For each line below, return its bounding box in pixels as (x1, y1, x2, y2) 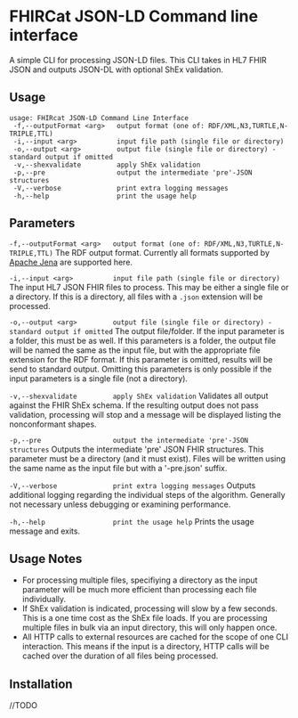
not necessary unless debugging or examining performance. (9, 499, 231, 510)
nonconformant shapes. (9, 419, 97, 429)
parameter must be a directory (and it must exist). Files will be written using (9, 453, 286, 464)
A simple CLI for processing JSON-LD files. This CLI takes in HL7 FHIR (9, 54, 267, 65)
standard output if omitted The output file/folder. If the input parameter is (9, 325, 285, 336)
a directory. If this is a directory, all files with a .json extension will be (9, 291, 263, 302)
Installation (9, 676, 73, 691)
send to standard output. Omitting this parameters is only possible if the (9, 363, 272, 374)
